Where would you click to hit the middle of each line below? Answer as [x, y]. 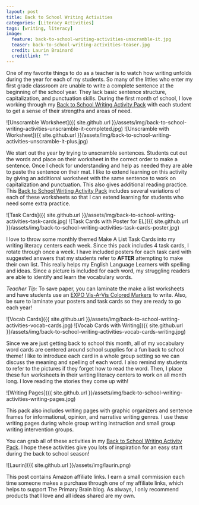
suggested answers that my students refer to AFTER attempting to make [94, 258]
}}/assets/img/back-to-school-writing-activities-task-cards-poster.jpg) [93, 227]
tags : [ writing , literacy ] [40, 28]
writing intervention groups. [40, 429]
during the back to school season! [48, 453]
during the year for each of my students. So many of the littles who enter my [99, 79]
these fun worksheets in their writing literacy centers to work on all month [97, 375]
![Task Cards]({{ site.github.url [43, 215]
